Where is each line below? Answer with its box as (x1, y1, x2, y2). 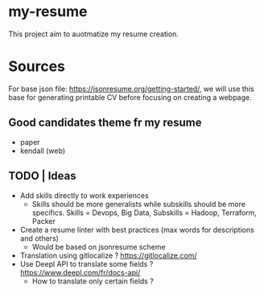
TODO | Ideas (8, 169, 76, 183)
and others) (19, 233, 59, 243)
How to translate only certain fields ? (31, 276, 155, 286)
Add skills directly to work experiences (19, 190, 149, 200)
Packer (31, 216, 56, 226)
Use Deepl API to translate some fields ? (19, 259, 154, 268)
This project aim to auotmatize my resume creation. (8, 29, 179, 39)
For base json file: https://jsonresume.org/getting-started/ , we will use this (8, 84, 255, 93)
